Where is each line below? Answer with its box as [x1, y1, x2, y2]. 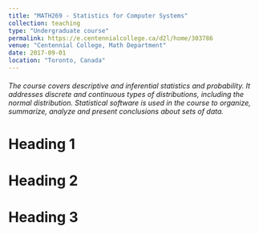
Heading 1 [8, 135, 76, 153]
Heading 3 [8, 208, 79, 227]
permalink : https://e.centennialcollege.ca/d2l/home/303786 [8, 34, 214, 42]
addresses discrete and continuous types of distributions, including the [8, 90, 245, 99]
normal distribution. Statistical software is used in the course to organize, [8, 98, 251, 108]
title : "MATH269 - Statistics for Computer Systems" [8, 11, 188, 20]
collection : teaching [8, 19, 81, 27]
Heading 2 [8, 171, 79, 189]
